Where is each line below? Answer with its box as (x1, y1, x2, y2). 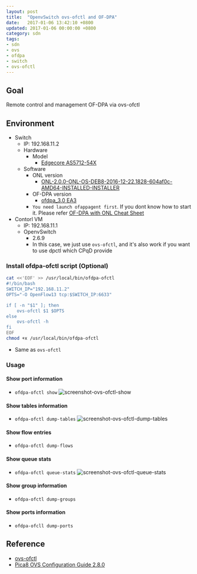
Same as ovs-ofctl (14, 346, 61, 353)
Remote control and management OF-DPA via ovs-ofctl (6, 101, 140, 108)
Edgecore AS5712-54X (41, 159, 97, 166)
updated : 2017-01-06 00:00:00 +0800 (6, 25, 96, 31)
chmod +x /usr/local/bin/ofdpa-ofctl (6, 335, 99, 342)
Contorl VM (14, 216, 43, 222)
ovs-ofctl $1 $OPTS (17, 308, 65, 314)
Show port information (6, 375, 63, 382)
